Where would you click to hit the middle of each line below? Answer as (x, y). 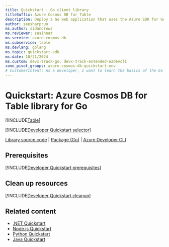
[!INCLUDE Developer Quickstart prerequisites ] (53, 168)
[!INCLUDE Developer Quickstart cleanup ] (48, 195)
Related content (31, 211)
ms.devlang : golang (26, 47)
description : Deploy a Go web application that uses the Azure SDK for (82, 19)
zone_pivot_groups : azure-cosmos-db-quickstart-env (60, 66)
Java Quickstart (29, 239)
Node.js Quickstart (32, 229)
